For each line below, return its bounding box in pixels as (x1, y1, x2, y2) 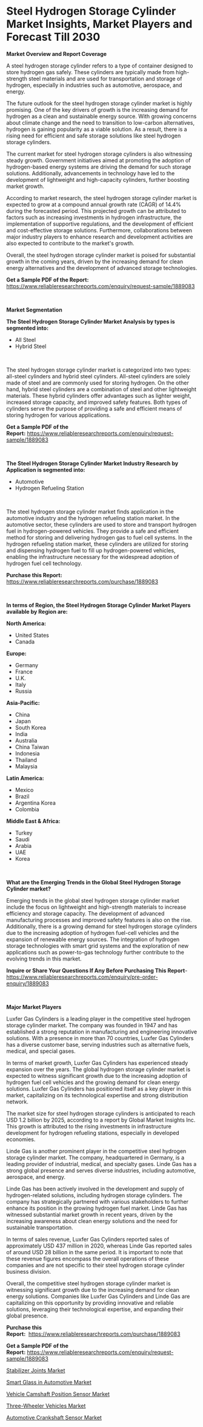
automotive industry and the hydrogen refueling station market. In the (6, 514, 180, 521)
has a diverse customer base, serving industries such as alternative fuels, (6, 1041, 190, 1048)
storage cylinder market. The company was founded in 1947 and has (6, 1021, 178, 1029)
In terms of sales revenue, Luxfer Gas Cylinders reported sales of (6, 1235, 170, 1243)
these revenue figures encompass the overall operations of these (6, 1255, 170, 1262)
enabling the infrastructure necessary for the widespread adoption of (6, 553, 179, 560)
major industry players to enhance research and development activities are (6, 233, 193, 240)
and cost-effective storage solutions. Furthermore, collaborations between (6, 226, 193, 234)
